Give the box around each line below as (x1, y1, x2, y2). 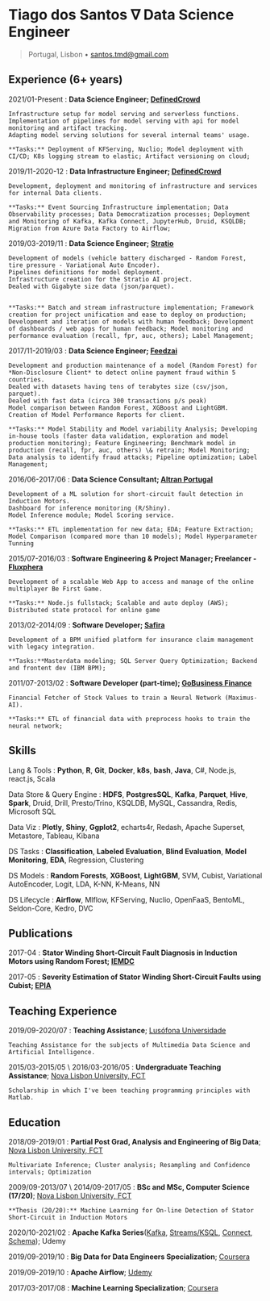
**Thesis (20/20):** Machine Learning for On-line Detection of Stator (8, 1207, 254, 1215)
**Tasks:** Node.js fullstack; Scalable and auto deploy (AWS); (8, 598, 229, 607)
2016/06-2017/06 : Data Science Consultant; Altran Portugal (8, 474, 214, 484)
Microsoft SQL (8, 807, 56, 816)
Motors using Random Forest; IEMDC (8, 957, 135, 966)
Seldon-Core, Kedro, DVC (8, 903, 94, 913)
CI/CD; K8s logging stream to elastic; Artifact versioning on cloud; (8, 152, 251, 161)
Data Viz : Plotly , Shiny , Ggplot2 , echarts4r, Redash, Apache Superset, (8, 822, 246, 832)
